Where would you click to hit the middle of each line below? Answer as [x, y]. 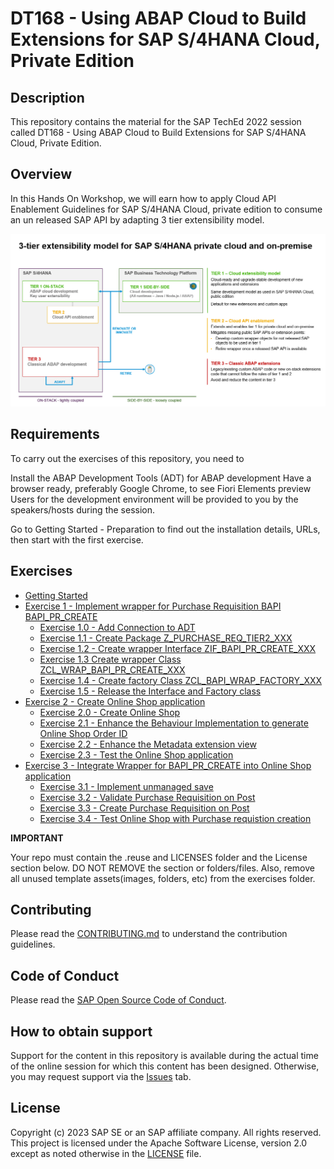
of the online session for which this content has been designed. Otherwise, [165, 1066]
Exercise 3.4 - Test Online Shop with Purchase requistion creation [175, 818]
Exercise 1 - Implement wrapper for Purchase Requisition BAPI [153, 606]
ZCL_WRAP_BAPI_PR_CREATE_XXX [112, 669]
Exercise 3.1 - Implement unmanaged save [126, 786]
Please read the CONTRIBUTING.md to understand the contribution [149, 934]
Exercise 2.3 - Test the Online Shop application [136, 754]
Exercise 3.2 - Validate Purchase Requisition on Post [147, 797]
